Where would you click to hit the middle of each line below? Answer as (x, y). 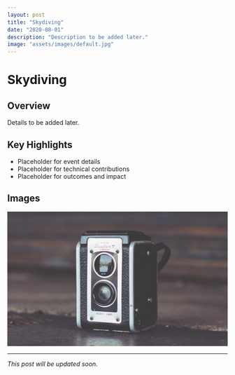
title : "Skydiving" (36, 22)
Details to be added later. (43, 123)
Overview (29, 105)
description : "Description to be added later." (78, 37)
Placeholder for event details (59, 161)
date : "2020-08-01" (36, 29)
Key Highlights (40, 145)
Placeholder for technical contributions (73, 169)
